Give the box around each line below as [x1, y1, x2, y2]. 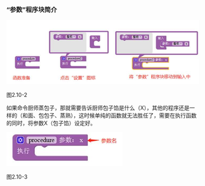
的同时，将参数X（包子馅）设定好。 [6, 119, 96, 126]
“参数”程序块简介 [6, 5, 58, 13]
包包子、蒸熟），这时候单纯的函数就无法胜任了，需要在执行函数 [38, 112, 197, 119]
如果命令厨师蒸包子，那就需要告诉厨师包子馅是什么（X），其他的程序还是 [6, 104, 190, 111]
